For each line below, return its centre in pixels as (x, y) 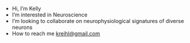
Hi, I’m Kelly (26, 9)
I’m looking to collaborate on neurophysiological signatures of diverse (98, 21)
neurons (22, 27)
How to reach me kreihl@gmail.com (56, 34)
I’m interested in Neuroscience (50, 15)
